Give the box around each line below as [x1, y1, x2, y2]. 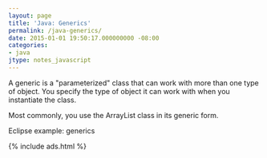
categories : [8, 41, 48, 49]
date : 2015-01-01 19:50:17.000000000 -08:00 [8, 34, 160, 42]
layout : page [8, 11, 52, 20]
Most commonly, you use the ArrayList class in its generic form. [8, 110, 219, 120]
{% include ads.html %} [8, 141, 87, 151]
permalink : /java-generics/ [8, 26, 103, 34]
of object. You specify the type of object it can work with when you [8, 86, 230, 96]
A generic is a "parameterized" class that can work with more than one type [8, 77, 259, 88]
